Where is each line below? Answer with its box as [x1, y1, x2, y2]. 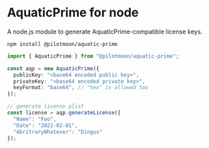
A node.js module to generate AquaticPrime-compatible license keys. [7, 27, 203, 36]
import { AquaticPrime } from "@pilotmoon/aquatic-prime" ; [7, 53, 180, 60]
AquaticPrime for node [7, 5, 139, 21]
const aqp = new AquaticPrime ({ [7, 65, 99, 72]
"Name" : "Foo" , [13, 115, 57, 123]
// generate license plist [7, 103, 84, 110]
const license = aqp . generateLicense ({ [7, 110, 121, 116]
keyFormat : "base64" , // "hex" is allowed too [13, 84, 149, 91]
